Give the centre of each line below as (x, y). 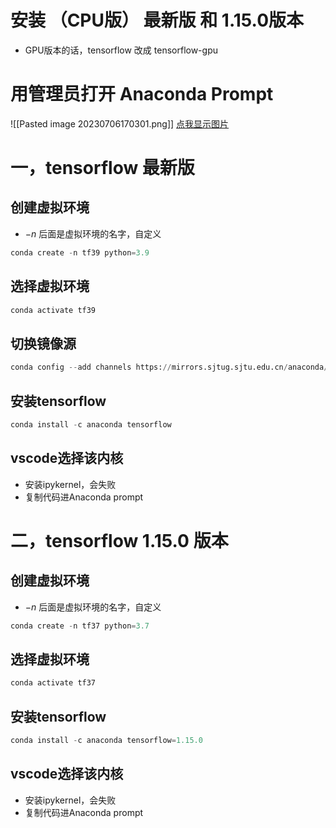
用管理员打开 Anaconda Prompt (142, 94)
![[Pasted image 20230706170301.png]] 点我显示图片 (120, 123)
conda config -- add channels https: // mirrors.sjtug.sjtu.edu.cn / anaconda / (169, 367)
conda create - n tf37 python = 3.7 (80, 626)
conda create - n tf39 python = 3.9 (80, 252)
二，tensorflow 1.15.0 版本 (119, 540)
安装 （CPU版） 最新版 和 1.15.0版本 (157, 20)
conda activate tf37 (53, 683)
